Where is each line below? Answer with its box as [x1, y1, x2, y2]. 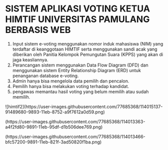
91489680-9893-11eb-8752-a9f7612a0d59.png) [5, 108, 105, 115]
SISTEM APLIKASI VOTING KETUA [5, 3, 150, 14]
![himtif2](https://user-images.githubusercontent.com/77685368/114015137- [5, 103, 163, 109]
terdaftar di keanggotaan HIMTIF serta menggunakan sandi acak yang [12, 46, 157, 52]
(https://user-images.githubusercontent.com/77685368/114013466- [5, 133, 145, 139]
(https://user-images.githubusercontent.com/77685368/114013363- [5, 118, 145, 124]
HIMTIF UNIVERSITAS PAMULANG [5, 13, 150, 25]
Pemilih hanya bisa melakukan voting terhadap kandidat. [12, 83, 129, 89]
